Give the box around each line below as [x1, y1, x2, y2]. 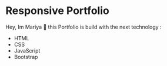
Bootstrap [14, 53, 38, 60]
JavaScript [14, 47, 41, 54]
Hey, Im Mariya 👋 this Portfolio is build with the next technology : [5, 23, 162, 30]
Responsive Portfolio [5, 4, 109, 18]
